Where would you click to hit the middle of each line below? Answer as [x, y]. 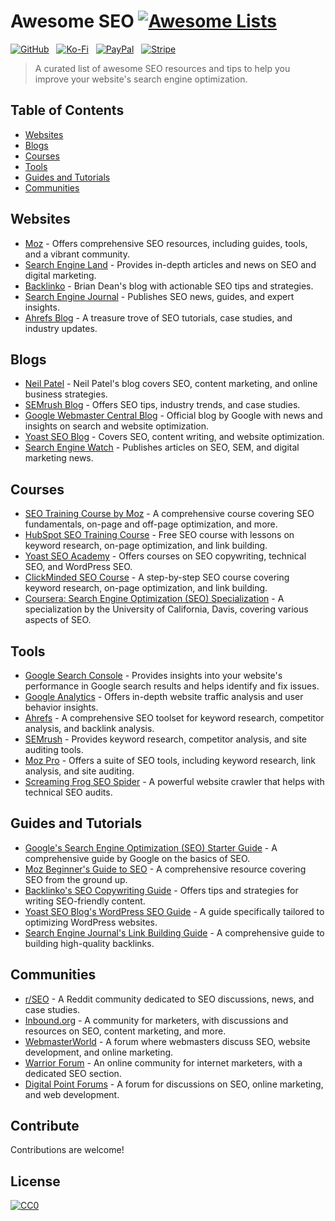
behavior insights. [61, 707]
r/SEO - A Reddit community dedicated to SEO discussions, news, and [169, 999]
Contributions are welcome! [67, 1150]
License [35, 1181]
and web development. [72, 1094]
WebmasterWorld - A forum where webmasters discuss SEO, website [167, 1041]
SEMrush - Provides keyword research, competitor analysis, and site [166, 739]
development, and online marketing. [99, 1052]
